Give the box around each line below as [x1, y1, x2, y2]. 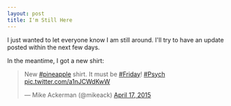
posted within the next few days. [7, 43, 100, 51]
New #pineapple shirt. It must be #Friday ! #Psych [24, 70, 165, 78]
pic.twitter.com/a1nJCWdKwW [24, 77, 111, 85]
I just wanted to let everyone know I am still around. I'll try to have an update [7, 35, 224, 44]
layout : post [7, 10, 45, 17]
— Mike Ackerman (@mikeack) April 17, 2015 [24, 91, 151, 99]
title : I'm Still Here [7, 17, 73, 24]
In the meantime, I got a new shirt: [7, 56, 104, 64]
